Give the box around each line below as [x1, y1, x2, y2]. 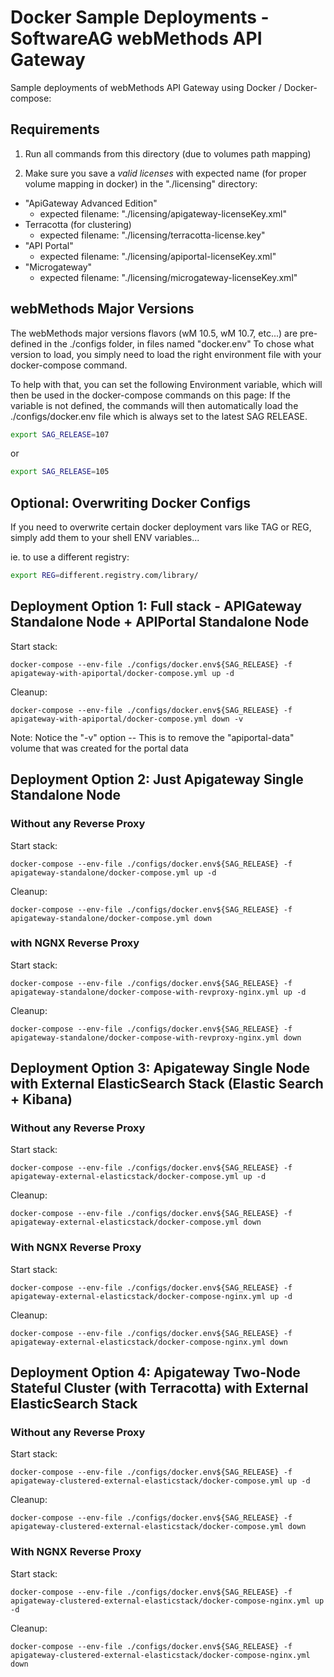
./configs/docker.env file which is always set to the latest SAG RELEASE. [10, 410, 308, 422]
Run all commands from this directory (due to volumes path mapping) [24, 147, 312, 160]
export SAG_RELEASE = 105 [10, 467, 110, 477]
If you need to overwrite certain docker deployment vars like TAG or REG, [10, 521, 312, 533]
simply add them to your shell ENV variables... [10, 532, 200, 544]
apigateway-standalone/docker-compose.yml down [10, 913, 213, 923]
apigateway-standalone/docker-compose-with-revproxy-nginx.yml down [10, 1032, 302, 1043]
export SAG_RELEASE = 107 [10, 429, 110, 440]
